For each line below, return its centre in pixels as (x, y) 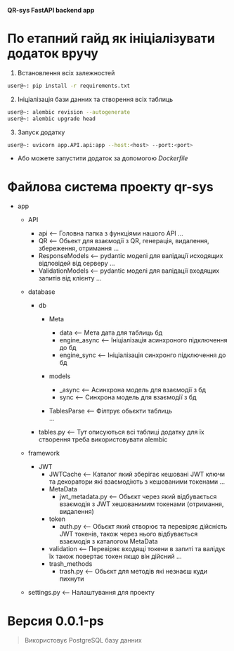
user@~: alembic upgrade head (52, 119)
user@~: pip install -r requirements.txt (69, 86)
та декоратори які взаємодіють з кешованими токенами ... (137, 482)
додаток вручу (53, 54)
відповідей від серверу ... (77, 264)
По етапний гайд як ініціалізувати (111, 39)
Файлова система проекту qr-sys (111, 187)
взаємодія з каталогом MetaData (109, 541)
